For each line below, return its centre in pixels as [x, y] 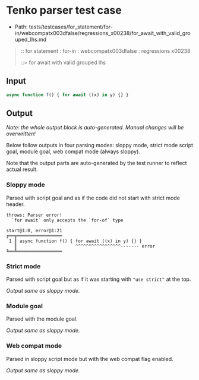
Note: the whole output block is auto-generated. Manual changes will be [95, 128]
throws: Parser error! [34, 215]
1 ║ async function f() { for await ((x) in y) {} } [75, 241]
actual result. [22, 169]
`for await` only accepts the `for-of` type [67, 220]
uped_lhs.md [31, 39]
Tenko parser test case [64, 10]
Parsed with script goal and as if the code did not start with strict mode [93, 198]
